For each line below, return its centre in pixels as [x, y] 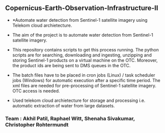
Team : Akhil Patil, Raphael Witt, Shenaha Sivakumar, [70, 118]
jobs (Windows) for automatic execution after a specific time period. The [86, 80]
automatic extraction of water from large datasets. [63, 105]
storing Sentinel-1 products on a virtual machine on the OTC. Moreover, [85, 60]
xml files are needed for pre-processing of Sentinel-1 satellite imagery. [84, 86]
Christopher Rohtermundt [37, 125]
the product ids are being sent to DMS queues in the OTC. [71, 65]
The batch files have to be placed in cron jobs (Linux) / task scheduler [84, 75]
